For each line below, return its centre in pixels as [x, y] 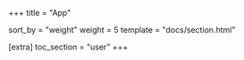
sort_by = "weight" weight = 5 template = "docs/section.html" [122, 30]
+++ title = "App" [40, 13]
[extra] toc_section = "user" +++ [68, 47]
